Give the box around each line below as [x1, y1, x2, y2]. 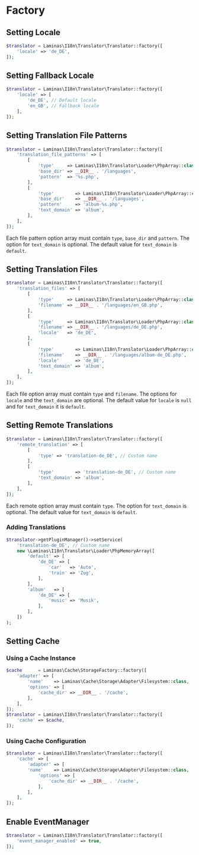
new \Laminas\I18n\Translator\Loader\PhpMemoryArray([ [17, 548, 155, 554]
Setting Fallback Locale [6, 71, 94, 81]
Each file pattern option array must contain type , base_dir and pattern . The [6, 234, 190, 242]
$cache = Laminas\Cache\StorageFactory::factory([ [6, 668, 147, 674]
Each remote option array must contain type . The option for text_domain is [6, 502, 187, 509]
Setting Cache [6, 636, 60, 646]
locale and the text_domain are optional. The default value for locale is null [6, 397, 192, 404]
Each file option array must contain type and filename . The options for [6, 390, 177, 397]
